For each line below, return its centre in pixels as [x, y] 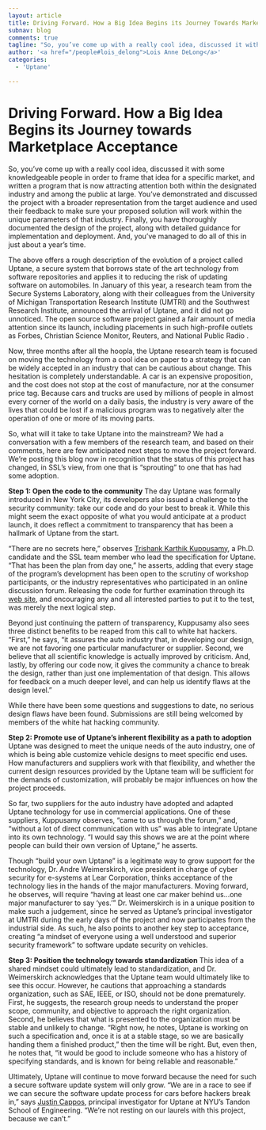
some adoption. [34, 475]
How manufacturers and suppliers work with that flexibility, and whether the [132, 763]
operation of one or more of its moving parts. [82, 418]
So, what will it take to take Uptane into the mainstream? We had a [116, 433]
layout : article [35, 15]
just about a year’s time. [47, 244]
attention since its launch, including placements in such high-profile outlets [131, 327]
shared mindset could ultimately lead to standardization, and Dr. [112, 968]
